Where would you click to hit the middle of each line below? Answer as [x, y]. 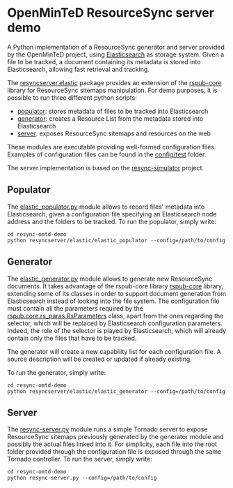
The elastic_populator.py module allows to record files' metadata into [106, 207]
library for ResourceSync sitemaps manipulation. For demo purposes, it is [112, 90]
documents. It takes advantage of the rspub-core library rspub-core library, [115, 286]
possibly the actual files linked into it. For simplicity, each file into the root [112, 444]
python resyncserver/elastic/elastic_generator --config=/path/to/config [116, 391]
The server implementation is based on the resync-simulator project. [105, 168]
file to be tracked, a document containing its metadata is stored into [104, 61]
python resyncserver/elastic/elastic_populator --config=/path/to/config [116, 240]
